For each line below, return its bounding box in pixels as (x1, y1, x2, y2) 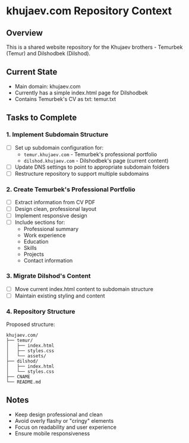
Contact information (23, 257, 73, 264)
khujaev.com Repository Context (6, 4, 172, 18)
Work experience (23, 232, 66, 239)
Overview (6, 28, 43, 38)
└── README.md (6, 379, 42, 385)
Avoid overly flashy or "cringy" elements (14, 417, 114, 424)
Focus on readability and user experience (14, 423, 117, 431)
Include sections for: (14, 219, 65, 226)
